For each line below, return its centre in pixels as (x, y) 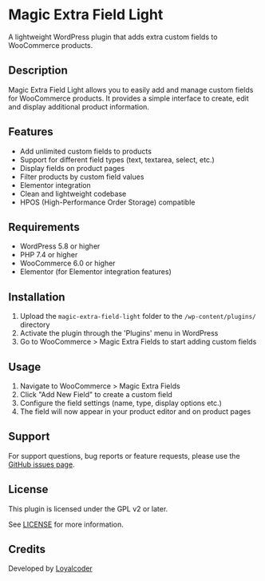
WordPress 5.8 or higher (60, 246)
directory (35, 324)
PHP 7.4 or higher (49, 255)
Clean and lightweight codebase (73, 193)
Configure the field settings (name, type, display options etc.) (121, 403)
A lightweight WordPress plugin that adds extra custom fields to (113, 37)
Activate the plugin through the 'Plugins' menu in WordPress (119, 333)
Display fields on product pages (72, 168)
